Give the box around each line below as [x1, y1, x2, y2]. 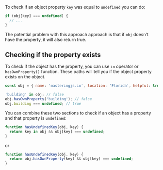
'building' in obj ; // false [5, 92, 64, 97]
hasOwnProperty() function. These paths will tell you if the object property [5, 69, 152, 75]
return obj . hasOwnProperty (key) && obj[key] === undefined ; [9, 156, 133, 161]
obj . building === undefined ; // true [5, 101, 81, 106]
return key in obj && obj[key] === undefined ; [9, 129, 105, 134]
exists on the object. [5, 74, 46, 80]
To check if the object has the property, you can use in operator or [5, 63, 139, 70]
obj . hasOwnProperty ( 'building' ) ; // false [5, 97, 92, 102]
